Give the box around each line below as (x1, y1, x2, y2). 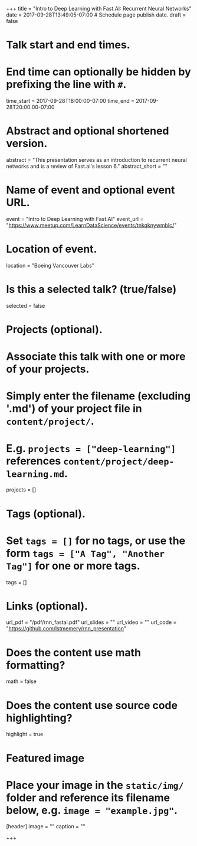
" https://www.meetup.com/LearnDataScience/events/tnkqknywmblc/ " (6, 222, 177, 229)
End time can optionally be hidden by (6, 65, 191, 79)
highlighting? (6, 711, 73, 724)
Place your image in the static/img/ (6, 778, 184, 792)
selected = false (6, 302, 45, 309)
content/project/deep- (63, 456, 175, 467)
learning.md (6, 468, 65, 480)
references (6, 454, 61, 467)
